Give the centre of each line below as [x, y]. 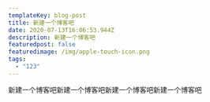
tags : [17, 60]
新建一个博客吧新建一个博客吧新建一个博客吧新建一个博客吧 [105, 89]
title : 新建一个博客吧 [41, 23]
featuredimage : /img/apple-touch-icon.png [79, 52]
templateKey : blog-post [47, 15]
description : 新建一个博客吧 [52, 37]
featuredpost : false [42, 45]
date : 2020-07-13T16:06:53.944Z [61, 30]
